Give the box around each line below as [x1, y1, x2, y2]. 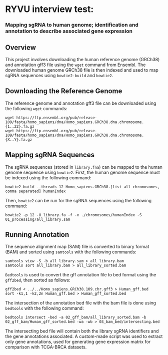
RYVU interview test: [5, 4, 94, 15]
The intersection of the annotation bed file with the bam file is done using [5, 300, 156, 306]
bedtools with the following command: [5, 305, 84, 311]
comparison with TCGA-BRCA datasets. [5, 344, 87, 350]
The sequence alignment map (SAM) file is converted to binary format [5, 244, 149, 250]
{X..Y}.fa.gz [5, 137, 32, 142]
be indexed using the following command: [5, 174, 91, 181]
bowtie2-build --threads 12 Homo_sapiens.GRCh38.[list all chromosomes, [5, 184, 160, 189]
